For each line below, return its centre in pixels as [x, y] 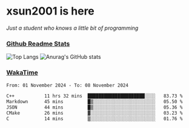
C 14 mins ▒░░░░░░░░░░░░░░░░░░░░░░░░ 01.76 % [94, 119]
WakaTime [22, 73]
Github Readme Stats [38, 44]
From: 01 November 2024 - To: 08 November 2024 [68, 85]
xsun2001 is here [51, 11]
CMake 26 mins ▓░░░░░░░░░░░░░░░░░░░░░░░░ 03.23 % [94, 113]
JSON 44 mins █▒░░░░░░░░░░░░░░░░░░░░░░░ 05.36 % [94, 107]
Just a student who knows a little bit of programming [72, 28]
